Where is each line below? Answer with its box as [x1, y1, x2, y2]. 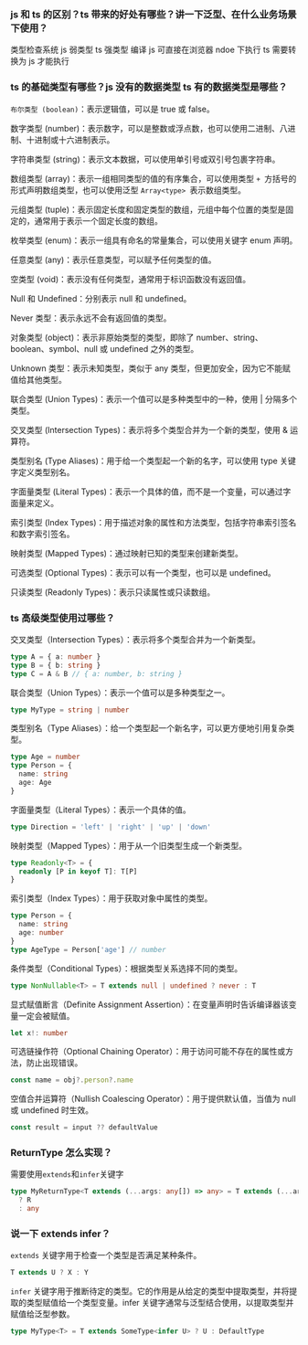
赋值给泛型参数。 [10, 1308, 75, 1319]
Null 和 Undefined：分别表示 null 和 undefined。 [10, 292, 192, 303]
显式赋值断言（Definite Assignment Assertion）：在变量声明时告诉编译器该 [10, 999, 289, 1010]
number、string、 [196, 332, 263, 343]
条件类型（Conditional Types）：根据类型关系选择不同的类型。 [10, 962, 243, 974]
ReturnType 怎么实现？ [10, 1147, 112, 1160]
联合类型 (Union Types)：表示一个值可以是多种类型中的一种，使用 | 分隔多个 [10, 393, 298, 404]
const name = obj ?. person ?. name [10, 1075, 133, 1085]
